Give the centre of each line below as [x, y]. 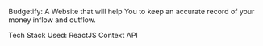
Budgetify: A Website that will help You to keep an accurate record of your [131, 11]
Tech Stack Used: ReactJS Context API [73, 35]
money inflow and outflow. [52, 20]
